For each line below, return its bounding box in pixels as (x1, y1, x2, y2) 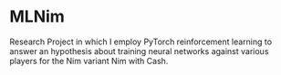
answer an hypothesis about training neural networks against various (9, 45, 269, 56)
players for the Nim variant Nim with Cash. (9, 55, 169, 66)
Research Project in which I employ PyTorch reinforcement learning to (9, 36, 272, 47)
